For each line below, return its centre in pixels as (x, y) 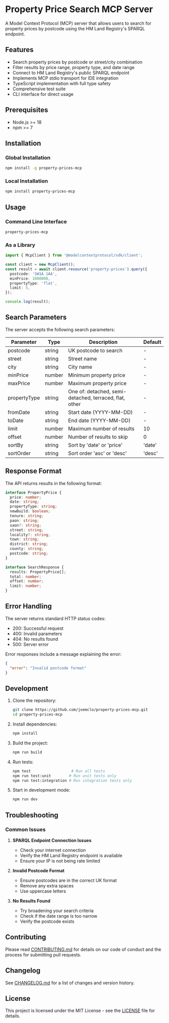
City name (80, 367)
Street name (82, 358)
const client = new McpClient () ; (40, 265)
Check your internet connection (53, 850)
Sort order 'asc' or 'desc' (98, 453)
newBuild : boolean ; (30, 511)
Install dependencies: (35, 724)
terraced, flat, (109, 398)
